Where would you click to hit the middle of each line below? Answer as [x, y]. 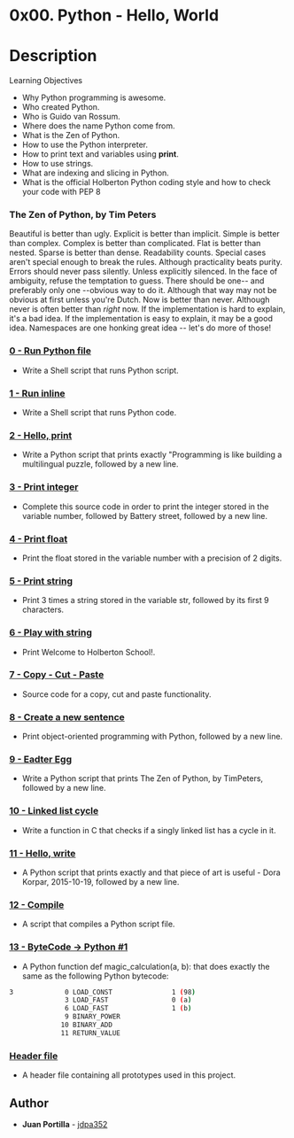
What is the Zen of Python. [71, 135]
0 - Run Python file [50, 351]
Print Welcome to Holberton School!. [89, 652]
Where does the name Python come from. [98, 126]
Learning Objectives [46, 81]
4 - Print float [39, 538]
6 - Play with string [51, 632]
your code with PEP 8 [61, 192]
